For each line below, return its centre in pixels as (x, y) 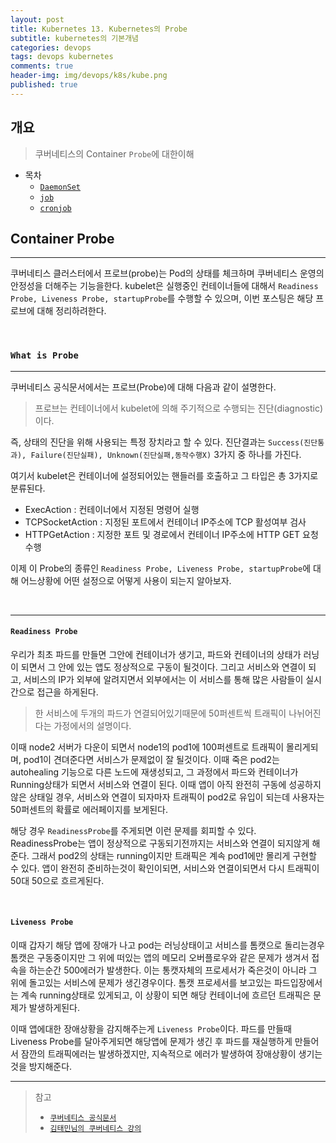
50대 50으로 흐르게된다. (57, 880)
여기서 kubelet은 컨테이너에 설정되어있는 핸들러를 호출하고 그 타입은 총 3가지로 (164, 475)
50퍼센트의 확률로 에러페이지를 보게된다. (89, 809)
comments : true (42, 66)
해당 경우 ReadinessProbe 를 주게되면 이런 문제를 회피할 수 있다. (133, 830)
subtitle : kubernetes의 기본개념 (75, 38)
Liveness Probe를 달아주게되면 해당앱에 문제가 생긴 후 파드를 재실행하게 (151, 1042)
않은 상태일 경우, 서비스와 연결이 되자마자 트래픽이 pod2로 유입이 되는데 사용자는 (167, 797)
